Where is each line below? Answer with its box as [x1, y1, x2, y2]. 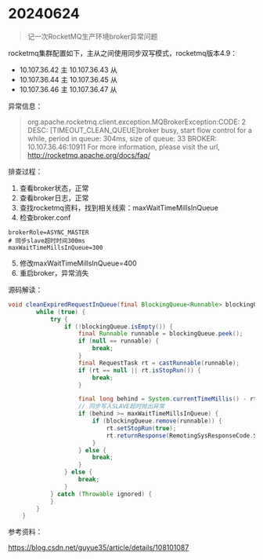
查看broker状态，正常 [19, 183, 89, 192]
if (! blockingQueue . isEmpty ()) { [63, 323, 174, 331]
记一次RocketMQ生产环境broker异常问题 [27, 31, 158, 41]
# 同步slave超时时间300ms [8, 236, 86, 244]
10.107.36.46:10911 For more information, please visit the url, [27, 142, 221, 152]
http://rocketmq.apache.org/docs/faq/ [27, 150, 151, 159]
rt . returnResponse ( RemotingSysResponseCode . [106, 431, 254, 440]
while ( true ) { [36, 308, 86, 316]
